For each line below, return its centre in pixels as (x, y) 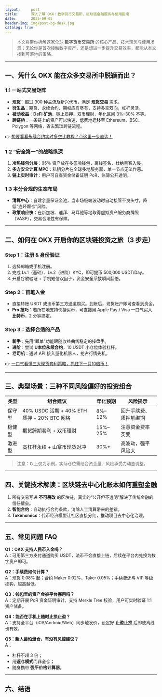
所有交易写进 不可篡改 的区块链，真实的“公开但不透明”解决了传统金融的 (83, 497)
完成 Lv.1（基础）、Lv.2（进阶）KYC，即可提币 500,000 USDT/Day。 (79, 272)
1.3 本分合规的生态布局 (31, 189)
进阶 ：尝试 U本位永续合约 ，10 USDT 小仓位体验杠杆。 (66, 347)
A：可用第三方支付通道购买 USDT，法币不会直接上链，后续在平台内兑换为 (78, 555)
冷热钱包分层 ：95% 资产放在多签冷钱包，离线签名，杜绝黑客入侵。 (79, 163)
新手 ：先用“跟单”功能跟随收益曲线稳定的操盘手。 (61, 341)
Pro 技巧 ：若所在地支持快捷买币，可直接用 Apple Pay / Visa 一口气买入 (82, 310)
